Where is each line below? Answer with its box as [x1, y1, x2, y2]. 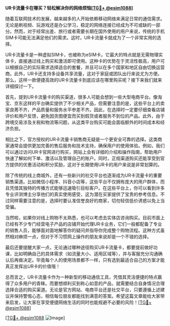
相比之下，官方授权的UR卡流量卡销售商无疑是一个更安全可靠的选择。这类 [5, 136, 158, 142]
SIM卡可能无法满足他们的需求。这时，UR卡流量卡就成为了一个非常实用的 [5, 35, 157, 40]
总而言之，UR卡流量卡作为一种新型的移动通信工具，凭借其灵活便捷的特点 [5, 274, 158, 280]
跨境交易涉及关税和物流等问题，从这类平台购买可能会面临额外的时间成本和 [5, 119, 160, 125]
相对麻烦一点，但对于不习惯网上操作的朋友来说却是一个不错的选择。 [9, 234, 152, 240]
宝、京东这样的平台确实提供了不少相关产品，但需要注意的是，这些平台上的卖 [5, 101, 165, 106]
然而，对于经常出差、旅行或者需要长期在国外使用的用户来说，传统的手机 [14, 28, 165, 34]
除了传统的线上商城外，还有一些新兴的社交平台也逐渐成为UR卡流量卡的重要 [5, 172, 162, 178]
